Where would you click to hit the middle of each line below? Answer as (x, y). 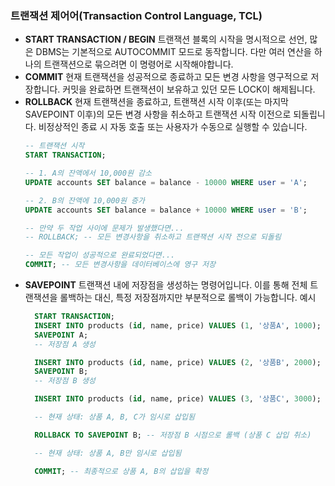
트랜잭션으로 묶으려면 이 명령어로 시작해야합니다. (138, 64)
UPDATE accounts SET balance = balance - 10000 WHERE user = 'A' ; (166, 182)
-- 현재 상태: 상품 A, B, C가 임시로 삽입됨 (114, 417)
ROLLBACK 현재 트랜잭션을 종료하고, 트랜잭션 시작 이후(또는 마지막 (156, 102)
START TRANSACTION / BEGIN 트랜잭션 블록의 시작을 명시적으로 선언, (166, 39)
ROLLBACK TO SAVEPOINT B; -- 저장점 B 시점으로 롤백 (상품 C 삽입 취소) (173, 435)
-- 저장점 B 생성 (65, 381)
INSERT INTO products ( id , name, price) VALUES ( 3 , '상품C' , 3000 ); (178, 399)
